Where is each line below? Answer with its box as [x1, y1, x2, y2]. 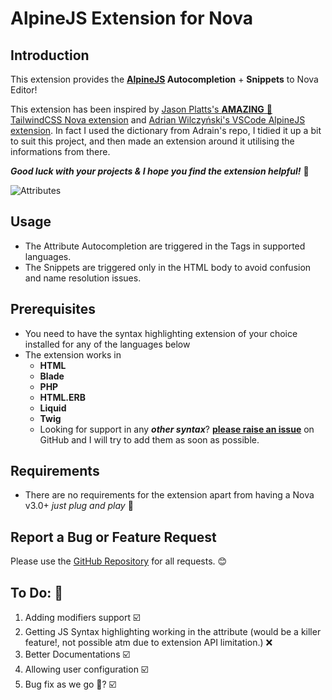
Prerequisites [10, 301, 96, 318]
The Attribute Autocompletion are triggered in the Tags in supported [24, 240, 306, 252]
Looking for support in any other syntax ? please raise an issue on [39, 423, 315, 435]
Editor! [10, 84, 38, 96]
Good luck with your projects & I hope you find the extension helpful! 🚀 [10, 165, 310, 177]
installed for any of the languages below [24, 338, 191, 350]
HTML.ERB [39, 391, 86, 403]
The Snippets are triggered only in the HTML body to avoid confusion [24, 261, 312, 273]
